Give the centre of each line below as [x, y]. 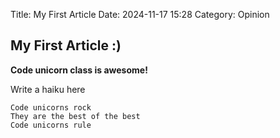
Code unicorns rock [51, 107]
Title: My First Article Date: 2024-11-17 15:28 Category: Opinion [140, 14]
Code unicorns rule [51, 125]
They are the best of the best [75, 116]
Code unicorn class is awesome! [79, 70]
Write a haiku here [48, 89]
